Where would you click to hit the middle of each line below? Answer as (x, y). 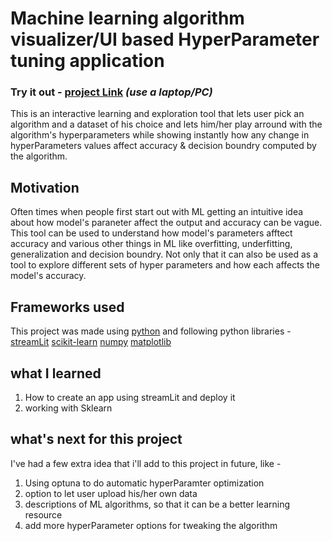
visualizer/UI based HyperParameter (165, 39)
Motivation (45, 187)
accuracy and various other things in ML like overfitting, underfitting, (151, 244)
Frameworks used (67, 307)
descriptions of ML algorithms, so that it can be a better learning (157, 504)
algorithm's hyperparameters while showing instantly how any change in (160, 135)
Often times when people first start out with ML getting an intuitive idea (157, 212)
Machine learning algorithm (127, 18)
